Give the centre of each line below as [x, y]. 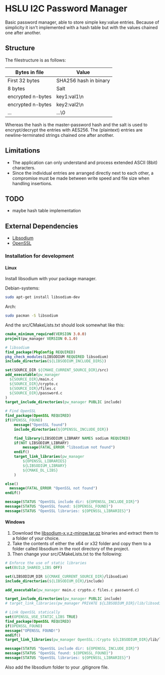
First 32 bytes [24, 80]
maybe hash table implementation [46, 211]
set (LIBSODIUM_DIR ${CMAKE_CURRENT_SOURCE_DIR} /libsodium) [67, 577]
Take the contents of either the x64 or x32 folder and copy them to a [82, 544]
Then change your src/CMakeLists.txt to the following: [67, 554]
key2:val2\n [70, 104]
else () [12, 484]
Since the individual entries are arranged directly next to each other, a [83, 173]
